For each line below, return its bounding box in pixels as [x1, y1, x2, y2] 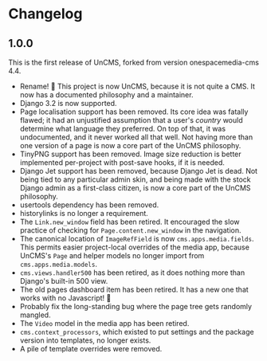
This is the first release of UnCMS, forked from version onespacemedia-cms [8, 57, 259, 67]
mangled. [19, 310, 51, 320]
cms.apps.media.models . [19, 260, 98, 269]
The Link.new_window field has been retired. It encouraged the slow [19, 217, 240, 226]
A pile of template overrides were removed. [19, 344, 163, 353]
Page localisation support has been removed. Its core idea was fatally [19, 107, 249, 116]
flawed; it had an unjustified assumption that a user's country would [19, 116, 243, 124]
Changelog [8, 5, 83, 23]
